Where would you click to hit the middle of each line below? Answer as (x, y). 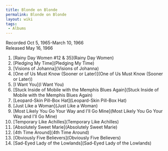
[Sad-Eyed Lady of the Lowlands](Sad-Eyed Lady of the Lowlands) (82, 143)
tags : (11, 24)
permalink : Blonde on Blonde (36, 15)
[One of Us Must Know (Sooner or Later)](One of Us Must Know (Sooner (88, 74)
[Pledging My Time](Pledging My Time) (54, 63)
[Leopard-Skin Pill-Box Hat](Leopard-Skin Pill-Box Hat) (70, 100)
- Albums (17, 29)
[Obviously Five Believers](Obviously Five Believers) (67, 138)
